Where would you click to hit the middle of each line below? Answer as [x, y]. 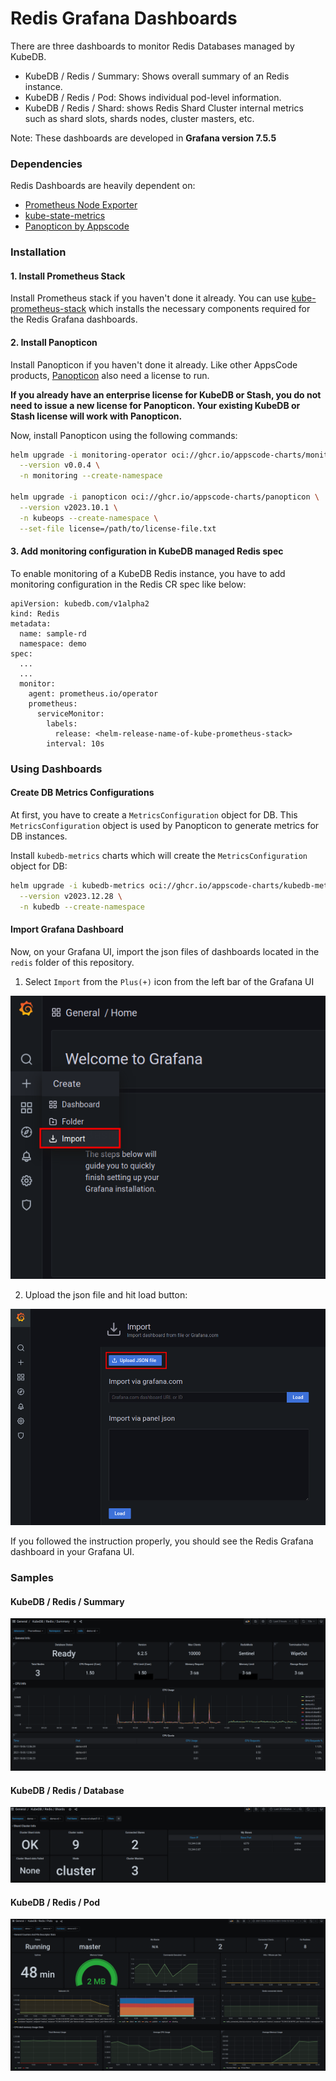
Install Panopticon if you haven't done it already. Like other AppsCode [154, 364]
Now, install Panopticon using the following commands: [124, 435]
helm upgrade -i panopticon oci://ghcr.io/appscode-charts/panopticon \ [165, 497]
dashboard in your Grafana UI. [72, 1552]
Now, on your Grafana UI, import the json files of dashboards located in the [165, 951]
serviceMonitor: [70, 713]
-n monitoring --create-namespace [91, 476]
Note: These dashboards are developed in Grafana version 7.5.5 [143, 138]
